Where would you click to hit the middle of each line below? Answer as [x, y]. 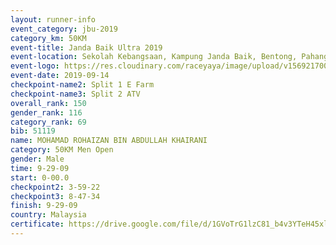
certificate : [37, 224]
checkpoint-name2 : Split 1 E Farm [82, 85]
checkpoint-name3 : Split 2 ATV [75, 94]
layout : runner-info [53, 19]
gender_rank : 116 [46, 112]
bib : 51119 [33, 131]
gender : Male [37, 159]
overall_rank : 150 [48, 103]
